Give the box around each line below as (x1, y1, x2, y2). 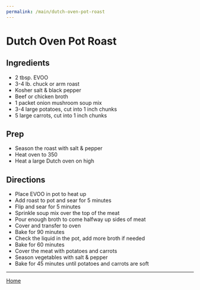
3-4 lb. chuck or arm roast (14, 80, 80, 87)
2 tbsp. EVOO (14, 74, 49, 81)
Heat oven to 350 (14, 151, 58, 158)
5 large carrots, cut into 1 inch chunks (14, 111, 107, 119)
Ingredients (6, 58, 50, 68)
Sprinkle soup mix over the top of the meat (14, 210, 120, 217)
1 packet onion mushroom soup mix (14, 99, 102, 106)
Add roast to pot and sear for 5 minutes (14, 197, 112, 204)
